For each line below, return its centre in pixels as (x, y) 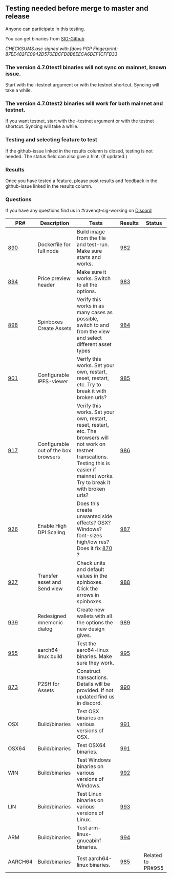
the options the (95, 623)
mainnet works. (95, 476)
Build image (91, 232)
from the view (93, 332)
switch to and (93, 325)
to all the (87, 285)
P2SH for (49, 684)
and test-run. (93, 245)
